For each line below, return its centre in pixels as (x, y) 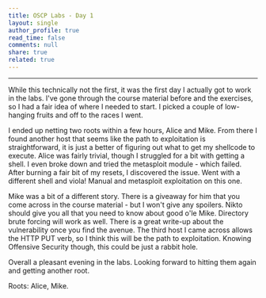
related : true (32, 60)
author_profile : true (44, 30)
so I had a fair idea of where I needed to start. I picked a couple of (116, 106)
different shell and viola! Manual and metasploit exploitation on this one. (125, 181)
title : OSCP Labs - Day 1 (51, 15)
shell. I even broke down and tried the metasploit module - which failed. (125, 164)
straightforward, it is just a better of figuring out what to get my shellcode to (132, 147)
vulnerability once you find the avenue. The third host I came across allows (131, 230)
